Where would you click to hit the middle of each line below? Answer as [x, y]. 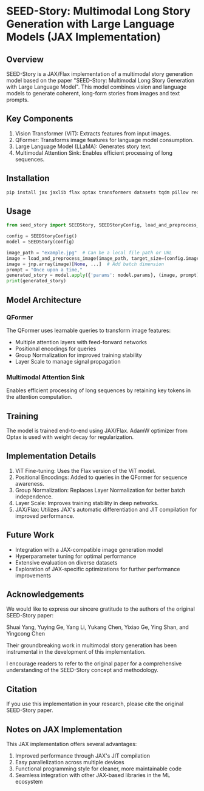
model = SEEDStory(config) [40, 242]
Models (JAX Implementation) [83, 37]
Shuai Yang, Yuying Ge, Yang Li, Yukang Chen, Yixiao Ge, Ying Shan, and [98, 627]
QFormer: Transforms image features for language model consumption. [104, 140]
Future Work [30, 535]
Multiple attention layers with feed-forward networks [81, 342]
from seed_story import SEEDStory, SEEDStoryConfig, [74, 225]
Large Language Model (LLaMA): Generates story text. [83, 146]
